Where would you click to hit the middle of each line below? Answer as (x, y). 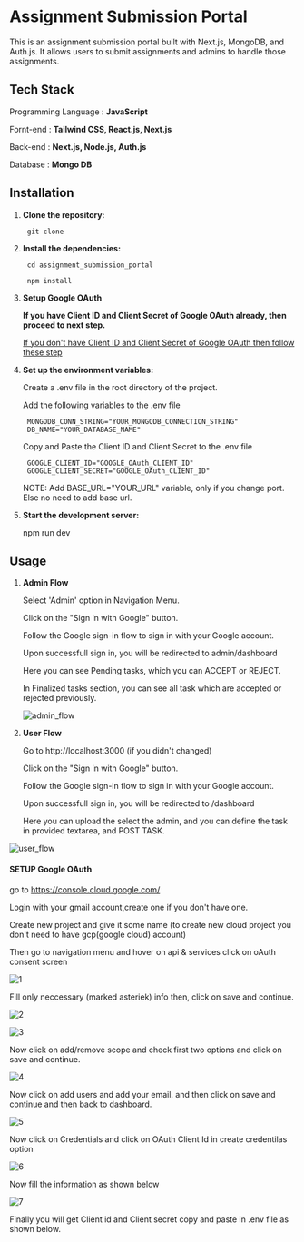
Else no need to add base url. (77, 498)
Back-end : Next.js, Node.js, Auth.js (78, 146)
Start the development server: (81, 515)
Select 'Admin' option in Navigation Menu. (101, 600)
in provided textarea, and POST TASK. (93, 831)
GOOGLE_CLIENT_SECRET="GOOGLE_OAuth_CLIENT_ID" (118, 471)
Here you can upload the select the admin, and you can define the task (155, 821)
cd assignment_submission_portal (90, 265)
